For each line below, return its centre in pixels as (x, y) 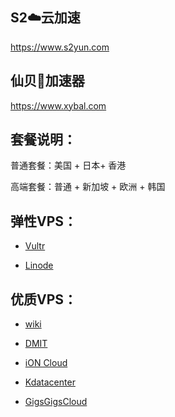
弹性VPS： (44, 221)
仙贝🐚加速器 (47, 81)
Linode (39, 265)
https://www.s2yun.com (60, 47)
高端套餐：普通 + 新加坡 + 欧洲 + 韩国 (88, 187)
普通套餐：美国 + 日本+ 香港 (68, 165)
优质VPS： (44, 299)
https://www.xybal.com (58, 105)
